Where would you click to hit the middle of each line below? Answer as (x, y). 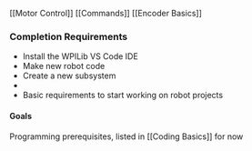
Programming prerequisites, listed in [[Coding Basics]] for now (126, 136)
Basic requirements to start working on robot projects (123, 96)
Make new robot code (64, 66)
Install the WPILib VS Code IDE (80, 56)
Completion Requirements (69, 36)
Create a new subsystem (69, 75)
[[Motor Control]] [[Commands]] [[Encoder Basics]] (106, 13)
